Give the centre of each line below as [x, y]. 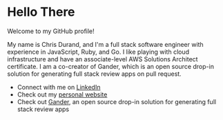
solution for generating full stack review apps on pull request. [94, 74]
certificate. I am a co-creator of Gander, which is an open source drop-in [110, 66]
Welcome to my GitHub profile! [51, 31]
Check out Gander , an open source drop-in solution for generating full [116, 101]
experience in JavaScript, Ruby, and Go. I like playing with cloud [98, 52]
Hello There [41, 12]
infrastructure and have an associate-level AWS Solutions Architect [103, 59]
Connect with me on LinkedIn [59, 87]
